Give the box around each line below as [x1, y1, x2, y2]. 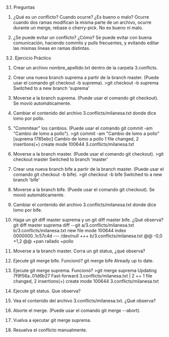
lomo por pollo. [13, 115, 45, 121]
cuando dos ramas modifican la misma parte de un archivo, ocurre [13, 20, 152, 25]
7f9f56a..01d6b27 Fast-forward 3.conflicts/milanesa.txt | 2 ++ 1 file [13, 273, 153, 279]
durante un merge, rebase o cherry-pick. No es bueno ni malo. [13, 25, 143, 31]
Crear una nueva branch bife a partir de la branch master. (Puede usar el [13, 166, 164, 172]
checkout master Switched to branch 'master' [13, 156, 108, 162]
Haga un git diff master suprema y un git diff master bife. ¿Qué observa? [13, 217, 163, 223]
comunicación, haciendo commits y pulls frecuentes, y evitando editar [13, 40, 159, 46]
